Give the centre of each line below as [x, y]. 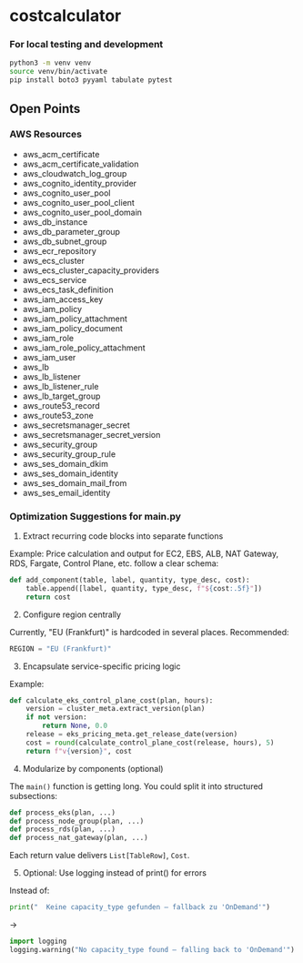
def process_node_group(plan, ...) [77, 821]
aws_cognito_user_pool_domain [82, 212]
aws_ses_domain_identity [70, 473]
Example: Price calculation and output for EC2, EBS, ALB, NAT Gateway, [144, 554]
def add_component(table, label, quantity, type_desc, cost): [130, 580]
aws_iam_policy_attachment [75, 319]
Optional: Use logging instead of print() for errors [115, 873]
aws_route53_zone [58, 415]
